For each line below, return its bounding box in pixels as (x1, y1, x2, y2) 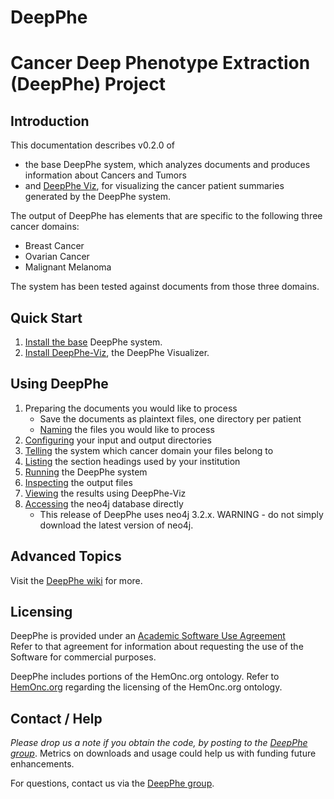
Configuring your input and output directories (24, 434, 212, 446)
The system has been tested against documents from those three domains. (10, 281, 320, 293)
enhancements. (10, 758, 75, 770)
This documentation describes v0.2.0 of (10, 139, 175, 151)
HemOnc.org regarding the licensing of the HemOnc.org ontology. (10, 681, 283, 693)
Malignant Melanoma (24, 261, 112, 273)
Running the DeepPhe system (24, 466, 148, 478)
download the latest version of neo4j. (39, 519, 194, 531)
